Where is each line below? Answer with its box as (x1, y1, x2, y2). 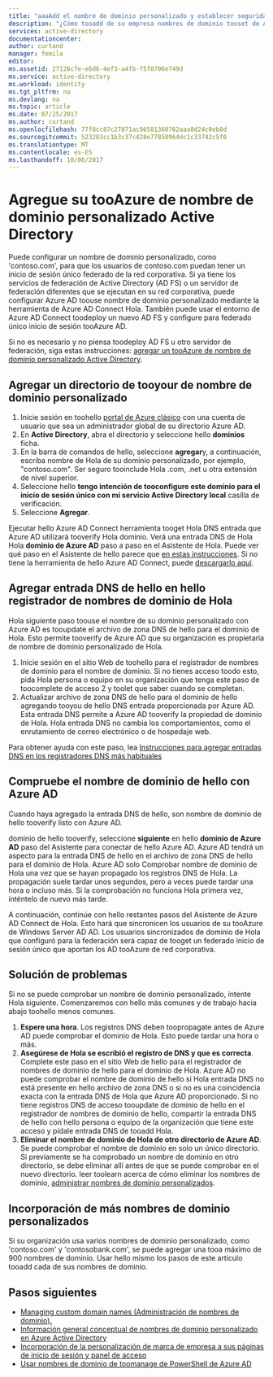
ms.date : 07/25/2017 (8, 111, 79, 119)
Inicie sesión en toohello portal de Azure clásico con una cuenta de (19, 413, 245, 422)
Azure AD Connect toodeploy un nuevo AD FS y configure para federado (8, 313, 252, 322)
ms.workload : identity (8, 80, 85, 88)
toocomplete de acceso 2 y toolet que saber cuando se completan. (19, 683, 245, 693)
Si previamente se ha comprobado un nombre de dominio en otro (19, 1152, 239, 1162)
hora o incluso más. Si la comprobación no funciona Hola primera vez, (8, 885, 244, 895)
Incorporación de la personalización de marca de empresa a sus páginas (19, 1342, 264, 1352)
